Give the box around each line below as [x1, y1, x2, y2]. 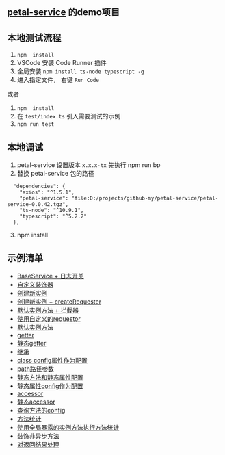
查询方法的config [16, 406, 66, 414]
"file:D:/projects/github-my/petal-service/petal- [71, 195, 219, 202]
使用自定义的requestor [16, 314, 81, 323]
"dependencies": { [13, 183, 66, 190]
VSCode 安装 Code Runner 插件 [16, 59, 107, 67]
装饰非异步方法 [16, 432, 59, 440]
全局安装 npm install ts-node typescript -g [16, 67, 144, 75]
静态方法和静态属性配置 [16, 373, 83, 381]
